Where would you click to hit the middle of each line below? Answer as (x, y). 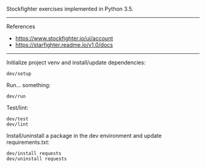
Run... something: (29, 85)
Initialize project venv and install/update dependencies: (76, 63)
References (21, 26)
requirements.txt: (28, 142)
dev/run (16, 96)
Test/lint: (17, 108)
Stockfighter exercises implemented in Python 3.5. (70, 9)
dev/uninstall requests (37, 159)
